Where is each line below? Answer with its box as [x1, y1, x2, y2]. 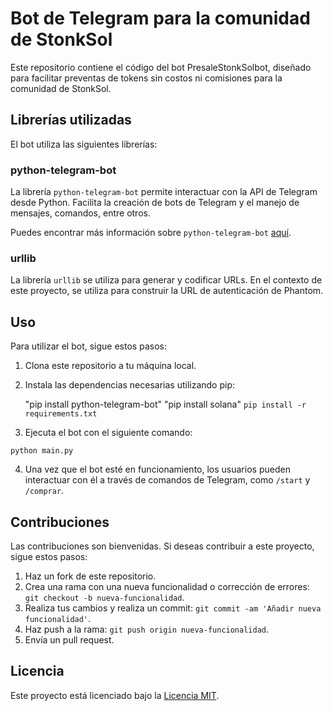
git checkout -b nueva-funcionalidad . [24, 591, 185, 603]
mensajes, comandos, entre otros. [10, 207, 151, 219]
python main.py [10, 446, 74, 456]
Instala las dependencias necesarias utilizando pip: [24, 379, 236, 391]
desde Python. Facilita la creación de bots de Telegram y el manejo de [10, 197, 300, 209]
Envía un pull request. [24, 633, 115, 646]
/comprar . [24, 485, 65, 497]
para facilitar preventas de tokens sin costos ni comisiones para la [10, 72, 283, 84]
